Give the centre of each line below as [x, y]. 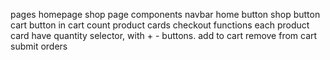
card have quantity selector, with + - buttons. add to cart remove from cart [164, 35]
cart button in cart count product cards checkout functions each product [160, 25]
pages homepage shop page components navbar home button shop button [165, 14]
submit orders [39, 46]
